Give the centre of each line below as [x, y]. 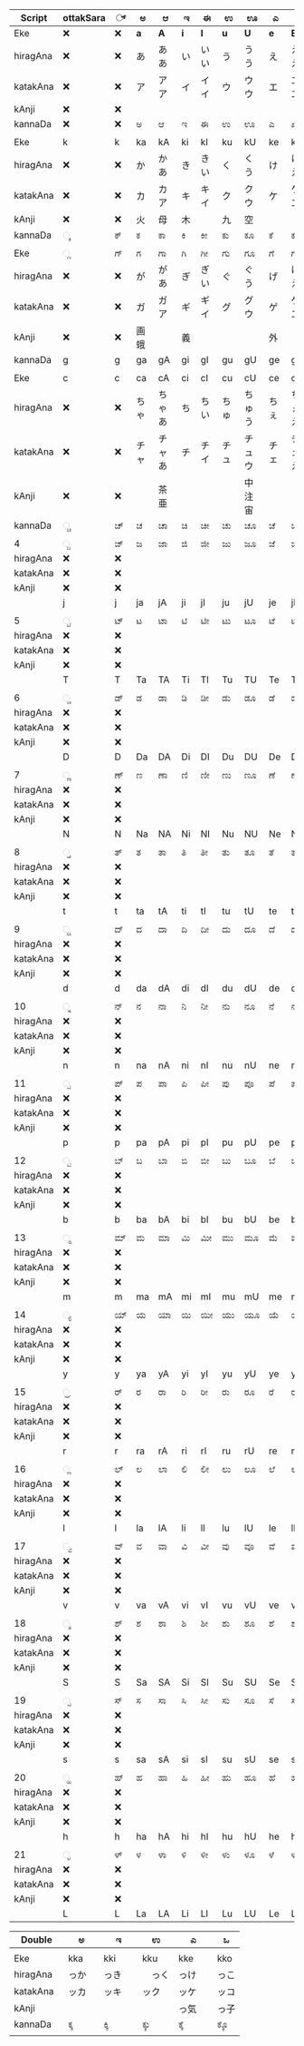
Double [37, 1939]
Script [34, 18]
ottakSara [84, 18]
